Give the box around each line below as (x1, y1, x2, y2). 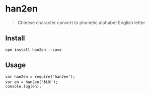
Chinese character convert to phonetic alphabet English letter (17, 19, 145, 25)
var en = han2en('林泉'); (5, 79, 58, 84)
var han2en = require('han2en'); (5, 74, 76, 79)
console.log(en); (5, 83, 42, 89)
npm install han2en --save (5, 47, 62, 52)
